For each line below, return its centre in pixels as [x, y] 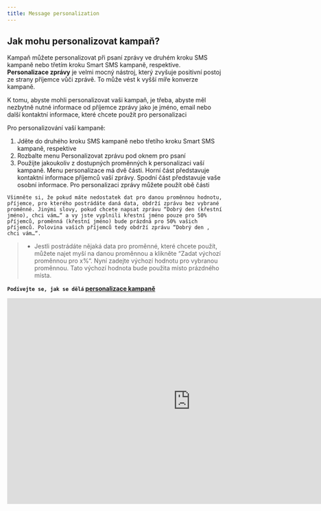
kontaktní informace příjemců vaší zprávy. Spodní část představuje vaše [119, 178]
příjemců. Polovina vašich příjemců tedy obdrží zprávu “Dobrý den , [109, 228]
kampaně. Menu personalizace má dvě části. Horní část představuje [113, 170]
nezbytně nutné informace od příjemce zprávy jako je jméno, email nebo [109, 108]
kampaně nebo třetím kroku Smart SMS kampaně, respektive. [94, 65]
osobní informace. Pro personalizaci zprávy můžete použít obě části [113, 185]
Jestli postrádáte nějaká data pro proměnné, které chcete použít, [126, 246]
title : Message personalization [53, 13]
